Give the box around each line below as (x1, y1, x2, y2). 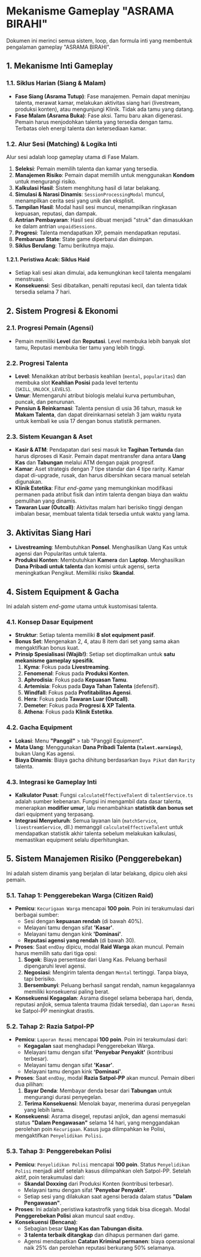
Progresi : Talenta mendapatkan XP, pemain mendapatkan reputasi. (14, 229, 181, 236)
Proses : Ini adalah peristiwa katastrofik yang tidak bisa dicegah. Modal (14, 1205, 190, 1212)
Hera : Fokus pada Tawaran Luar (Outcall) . (23, 695, 130, 703)
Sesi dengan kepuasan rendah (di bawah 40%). (23, 918, 143, 925)
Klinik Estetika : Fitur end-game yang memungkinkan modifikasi (14, 484, 173, 492)
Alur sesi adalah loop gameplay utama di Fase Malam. (6, 153, 139, 160)
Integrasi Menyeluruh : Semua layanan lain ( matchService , (14, 817, 158, 824)
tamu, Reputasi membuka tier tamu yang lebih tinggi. (14, 343, 146, 351)
